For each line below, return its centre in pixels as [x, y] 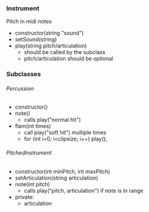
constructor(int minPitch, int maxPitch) [62, 171]
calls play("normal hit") [52, 120]
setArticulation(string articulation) [56, 178]
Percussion [20, 88]
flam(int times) [33, 126]
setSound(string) [36, 40]
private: [24, 197]
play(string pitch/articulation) [51, 46]
